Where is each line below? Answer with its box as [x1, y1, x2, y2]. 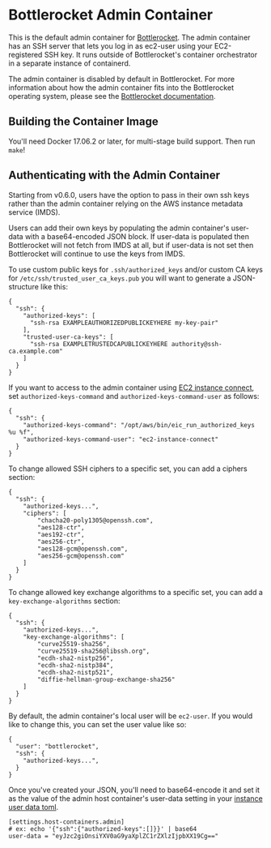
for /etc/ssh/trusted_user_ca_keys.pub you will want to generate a [8, 273, 231, 283]
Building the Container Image [8, 115, 159, 129]
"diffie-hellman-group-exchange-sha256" [37, 675, 176, 683]
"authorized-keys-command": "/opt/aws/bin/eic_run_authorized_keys [23, 421, 255, 429]
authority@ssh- [171, 340, 222, 348]
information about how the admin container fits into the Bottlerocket [8, 83, 235, 92]
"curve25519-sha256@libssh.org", [37, 647, 150, 655]
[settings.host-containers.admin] [8, 817, 125, 826]
